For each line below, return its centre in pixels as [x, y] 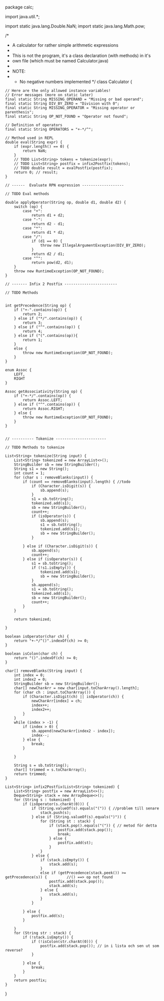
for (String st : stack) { [68, 821]
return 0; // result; [36, 172]
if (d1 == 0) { [47, 241]
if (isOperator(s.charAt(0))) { [56, 804]
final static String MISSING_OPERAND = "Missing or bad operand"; [74, 99]
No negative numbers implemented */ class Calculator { [76, 82]
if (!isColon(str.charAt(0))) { [64, 942]
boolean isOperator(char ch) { [37, 637]
